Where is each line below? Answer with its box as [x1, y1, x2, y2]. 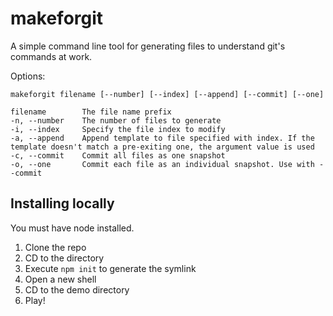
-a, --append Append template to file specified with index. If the [10, 133, 315, 143]
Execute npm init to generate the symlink [24, 262, 197, 274]
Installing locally [10, 195, 115, 212]
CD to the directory [24, 252, 105, 264]
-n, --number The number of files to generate [10, 115, 222, 126]
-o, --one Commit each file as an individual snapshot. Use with [10, 159, 315, 169]
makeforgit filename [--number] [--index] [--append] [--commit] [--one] [10, 89, 325, 99]
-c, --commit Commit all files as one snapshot [10, 150, 226, 161]
